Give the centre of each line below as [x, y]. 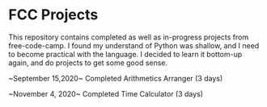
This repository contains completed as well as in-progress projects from [129, 37]
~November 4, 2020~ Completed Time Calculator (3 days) [106, 93]
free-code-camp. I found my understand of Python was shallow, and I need [134, 45]
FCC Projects [53, 15]
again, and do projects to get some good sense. [88, 63]
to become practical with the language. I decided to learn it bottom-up [125, 54]
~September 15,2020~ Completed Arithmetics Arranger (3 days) [116, 78]
